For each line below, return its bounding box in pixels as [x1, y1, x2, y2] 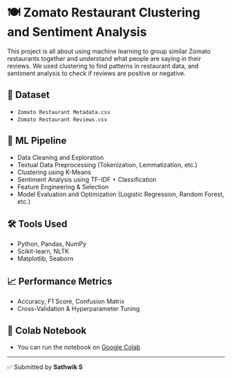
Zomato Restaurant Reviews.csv [17, 116, 108, 123]
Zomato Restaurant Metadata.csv [17, 108, 110, 115]
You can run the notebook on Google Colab [17, 343, 141, 351]
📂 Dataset [7, 89, 50, 101]
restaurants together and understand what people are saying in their [7, 54, 202, 62]
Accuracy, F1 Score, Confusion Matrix [17, 297, 125, 305]
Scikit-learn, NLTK [17, 247, 69, 256]
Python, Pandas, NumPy [17, 240, 87, 248]
